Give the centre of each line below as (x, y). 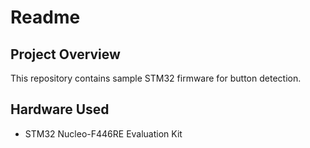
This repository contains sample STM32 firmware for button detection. (156, 78)
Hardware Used (60, 109)
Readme (45, 17)
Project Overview (65, 54)
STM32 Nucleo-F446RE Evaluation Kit (103, 133)
